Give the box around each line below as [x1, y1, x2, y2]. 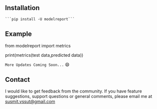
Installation [5, 4, 40, 12]
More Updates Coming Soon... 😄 [5, 62, 70, 67]
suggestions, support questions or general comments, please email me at [5, 93, 152, 99]
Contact [5, 76, 30, 84]
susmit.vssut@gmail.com [5, 99, 55, 105]
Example [5, 30, 32, 38]
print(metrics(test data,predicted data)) [5, 52, 84, 58]
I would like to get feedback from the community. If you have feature [5, 88, 142, 94]
